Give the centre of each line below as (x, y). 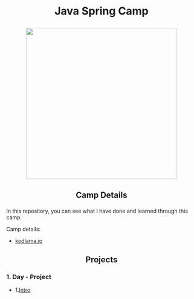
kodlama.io (29, 240)
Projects (102, 259)
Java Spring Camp (102, 11)
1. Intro (23, 290)
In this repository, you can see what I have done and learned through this (97, 211)
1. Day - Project (29, 277)
